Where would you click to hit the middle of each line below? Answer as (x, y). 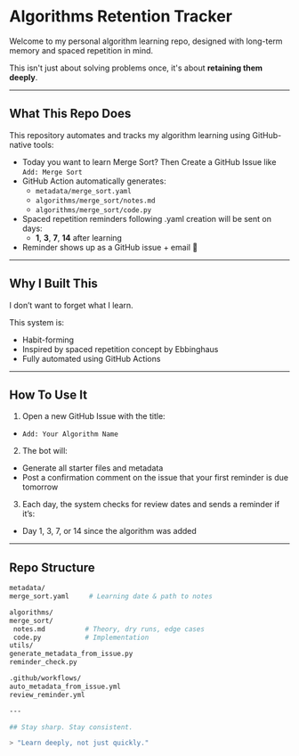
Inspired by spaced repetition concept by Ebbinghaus (120, 349)
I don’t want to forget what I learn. (71, 305)
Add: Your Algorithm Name (70, 434)
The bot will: (45, 451)
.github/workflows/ (45, 678)
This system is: (37, 322)
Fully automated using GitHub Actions (91, 358)
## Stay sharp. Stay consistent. (71, 727)
